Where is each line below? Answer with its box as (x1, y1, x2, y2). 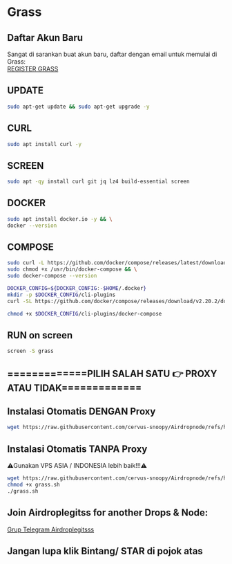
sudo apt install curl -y (7, 140, 81, 147)
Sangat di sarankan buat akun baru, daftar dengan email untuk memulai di (7, 50, 217, 58)
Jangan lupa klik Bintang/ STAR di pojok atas (7, 545, 204, 557)
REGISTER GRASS (7, 65, 59, 73)
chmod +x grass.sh (7, 482, 60, 489)
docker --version (7, 222, 57, 229)
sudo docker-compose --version (7, 273, 97, 280)
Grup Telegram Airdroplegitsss (7, 525, 95, 534)
